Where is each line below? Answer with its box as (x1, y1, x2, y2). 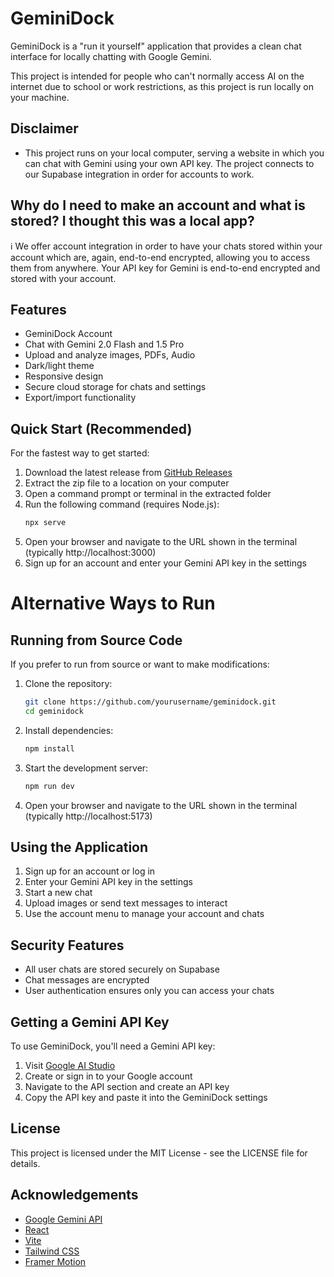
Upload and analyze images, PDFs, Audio (24, 349, 196, 361)
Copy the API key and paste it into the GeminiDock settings (24, 1092, 268, 1103)
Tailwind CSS (24, 1245, 80, 1257)
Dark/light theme (24, 360, 95, 372)
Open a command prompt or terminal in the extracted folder (24, 488, 272, 500)
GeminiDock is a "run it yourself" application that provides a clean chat (10, 40, 302, 52)
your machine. (10, 91, 70, 103)
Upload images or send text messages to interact (24, 897, 228, 909)
